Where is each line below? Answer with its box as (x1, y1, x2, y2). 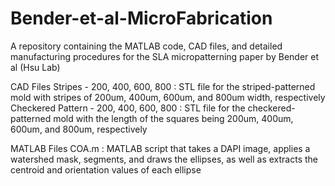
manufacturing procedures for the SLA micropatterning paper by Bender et (10, 50, 320, 62)
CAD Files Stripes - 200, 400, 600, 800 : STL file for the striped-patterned (10, 80, 316, 92)
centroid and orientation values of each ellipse (10, 163, 202, 176)
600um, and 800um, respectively (10, 123, 148, 135)
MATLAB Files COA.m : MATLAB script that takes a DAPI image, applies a (10, 142, 311, 154)
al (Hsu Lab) (10, 61, 61, 73)
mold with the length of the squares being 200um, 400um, (53, 112, 294, 124)
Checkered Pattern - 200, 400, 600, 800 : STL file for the (10, 102, 246, 114)
